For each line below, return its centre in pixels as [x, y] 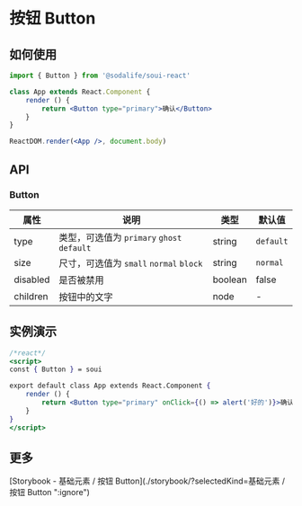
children [31, 296]
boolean [230, 280]
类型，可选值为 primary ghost [120, 237]
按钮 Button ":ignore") [49, 493]
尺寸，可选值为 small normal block [130, 263]
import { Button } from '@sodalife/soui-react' [100, 75]
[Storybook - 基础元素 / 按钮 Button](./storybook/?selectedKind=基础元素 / [147, 481]
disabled [32, 280]
